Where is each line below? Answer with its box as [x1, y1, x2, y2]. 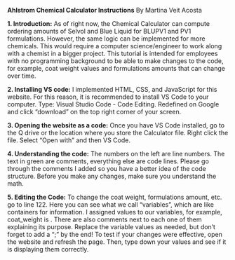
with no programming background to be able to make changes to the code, [7, 57, 224, 65]
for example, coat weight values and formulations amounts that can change [7, 64, 226, 72]
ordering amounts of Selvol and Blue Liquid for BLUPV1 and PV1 [7, 27, 192, 35]
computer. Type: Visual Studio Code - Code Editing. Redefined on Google [7, 100, 220, 108]
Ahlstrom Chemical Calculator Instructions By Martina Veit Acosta [7, 6, 202, 14]
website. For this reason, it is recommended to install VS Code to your [7, 93, 209, 101]
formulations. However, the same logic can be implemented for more [7, 34, 206, 43]
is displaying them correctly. [7, 245, 89, 253]
